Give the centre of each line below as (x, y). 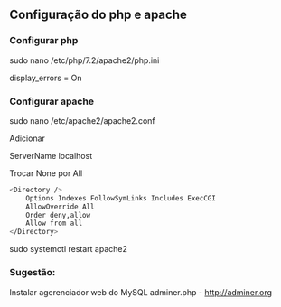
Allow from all (54, 223)
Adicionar (27, 138)
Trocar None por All (46, 173)
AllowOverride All (60, 207)
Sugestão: (33, 273)
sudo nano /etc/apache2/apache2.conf (82, 120)
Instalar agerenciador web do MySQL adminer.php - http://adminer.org (141, 292)
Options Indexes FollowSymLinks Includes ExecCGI (121, 198)
